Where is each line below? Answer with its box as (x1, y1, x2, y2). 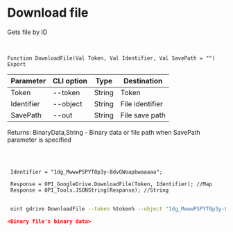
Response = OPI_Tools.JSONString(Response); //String (10, 186, 169, 194)
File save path (120, 110, 166, 119)
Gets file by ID (7, 28, 48, 36)
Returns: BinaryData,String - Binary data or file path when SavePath (7, 128, 201, 136)
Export (7, 60, 26, 67)
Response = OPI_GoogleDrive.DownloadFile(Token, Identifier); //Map (10, 181, 213, 188)
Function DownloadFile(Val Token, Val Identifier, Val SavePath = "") (7, 54, 216, 62)
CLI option (52, 76, 88, 85)
